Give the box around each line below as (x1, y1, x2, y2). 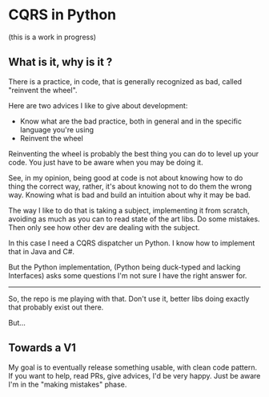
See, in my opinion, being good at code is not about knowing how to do (8, 172, 243, 182)
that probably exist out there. (8, 302, 104, 312)
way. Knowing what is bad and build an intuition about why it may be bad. (8, 190, 251, 200)
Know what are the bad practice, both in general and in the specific (19, 116, 243, 126)
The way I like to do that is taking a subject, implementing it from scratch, (8, 205, 250, 215)
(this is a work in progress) (8, 32, 97, 42)
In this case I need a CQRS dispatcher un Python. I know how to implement (8, 238, 255, 248)
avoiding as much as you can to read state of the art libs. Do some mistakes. (8, 214, 260, 224)
